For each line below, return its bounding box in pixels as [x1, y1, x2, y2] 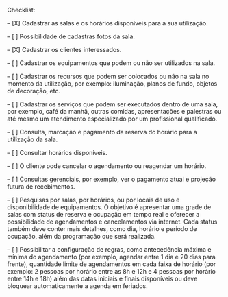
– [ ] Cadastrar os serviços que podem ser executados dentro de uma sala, [7, 100, 218, 108]
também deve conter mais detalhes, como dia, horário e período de [7, 225, 197, 233]
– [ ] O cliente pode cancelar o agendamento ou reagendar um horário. [7, 162, 207, 170]
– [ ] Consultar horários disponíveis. [7, 149, 107, 156]
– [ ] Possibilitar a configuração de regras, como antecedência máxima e [7, 246, 212, 253]
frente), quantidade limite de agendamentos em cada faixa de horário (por [7, 260, 216, 268]
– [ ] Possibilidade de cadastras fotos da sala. [7, 32, 136, 40]
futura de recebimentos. [7, 182, 75, 191]
